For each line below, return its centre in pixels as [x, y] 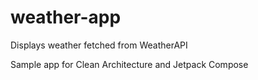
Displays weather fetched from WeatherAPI [99, 45]
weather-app [66, 17]
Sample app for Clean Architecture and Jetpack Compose [129, 64]
